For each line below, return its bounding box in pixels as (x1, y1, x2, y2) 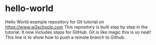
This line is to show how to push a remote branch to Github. (5, 34, 126, 40)
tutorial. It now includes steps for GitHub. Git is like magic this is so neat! (5, 29, 151, 35)
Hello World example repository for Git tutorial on (5, 19, 104, 25)
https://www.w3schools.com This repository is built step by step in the (5, 24, 148, 30)
